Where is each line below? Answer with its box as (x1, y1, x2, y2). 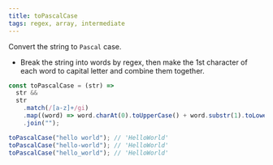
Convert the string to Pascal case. (8, 41, 122, 51)
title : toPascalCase (8, 11, 79, 20)
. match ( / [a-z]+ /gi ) (23, 104, 89, 112)
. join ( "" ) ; (23, 119, 60, 127)
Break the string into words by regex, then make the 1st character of (19, 57, 248, 67)
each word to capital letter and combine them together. (19, 66, 205, 75)
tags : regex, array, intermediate (8, 19, 126, 27)
